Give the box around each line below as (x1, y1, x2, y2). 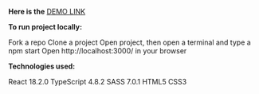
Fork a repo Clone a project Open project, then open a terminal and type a (8, 37, 251, 47)
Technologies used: (8, 61, 76, 71)
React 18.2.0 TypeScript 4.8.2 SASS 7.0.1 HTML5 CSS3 (8, 77, 187, 86)
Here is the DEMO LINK (8, 7, 86, 16)
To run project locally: (8, 22, 82, 31)
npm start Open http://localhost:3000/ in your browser (8, 46, 187, 55)
